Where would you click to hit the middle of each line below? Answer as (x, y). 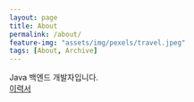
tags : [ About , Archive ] (54, 51)
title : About (34, 26)
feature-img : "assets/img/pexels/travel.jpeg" (97, 42)
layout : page (34, 17)
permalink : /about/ (46, 34)
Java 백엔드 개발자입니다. (54, 78)
